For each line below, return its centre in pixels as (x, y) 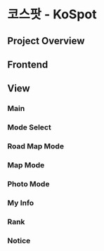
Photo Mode (28, 184)
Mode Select (29, 127)
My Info (21, 202)
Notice (19, 240)
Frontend (28, 64)
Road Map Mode (36, 146)
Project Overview (46, 40)
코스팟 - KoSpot (52, 14)
